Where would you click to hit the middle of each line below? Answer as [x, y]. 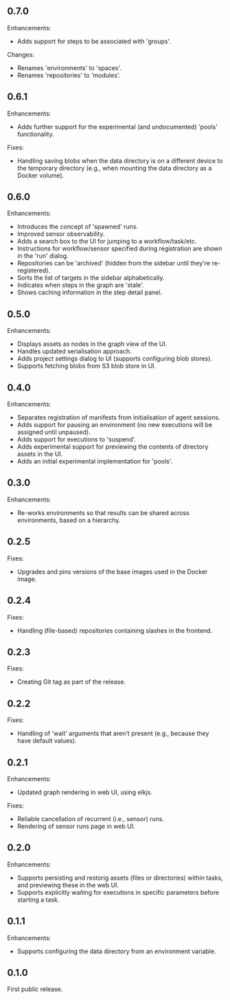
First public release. [35, 989]
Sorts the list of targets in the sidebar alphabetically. [91, 278]
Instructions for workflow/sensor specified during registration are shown [120, 249]
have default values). [47, 741]
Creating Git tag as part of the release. [71, 682]
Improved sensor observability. [61, 234]
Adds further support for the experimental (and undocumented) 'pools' [117, 127]
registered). [33, 270]
